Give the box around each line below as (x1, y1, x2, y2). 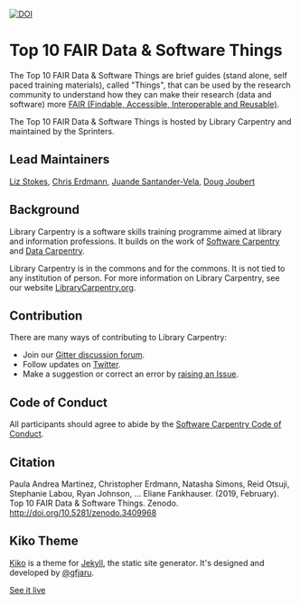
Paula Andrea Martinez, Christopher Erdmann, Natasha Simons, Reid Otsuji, (9, 479, 290, 489)
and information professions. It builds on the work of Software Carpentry (9, 236, 280, 246)
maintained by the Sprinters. (9, 125, 115, 136)
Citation (9, 454, 56, 469)
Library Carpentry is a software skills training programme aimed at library (9, 226, 282, 237)
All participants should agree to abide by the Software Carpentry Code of (9, 419, 282, 430)
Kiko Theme (9, 534, 79, 549)
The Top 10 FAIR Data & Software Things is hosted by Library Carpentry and (9, 116, 292, 126)
